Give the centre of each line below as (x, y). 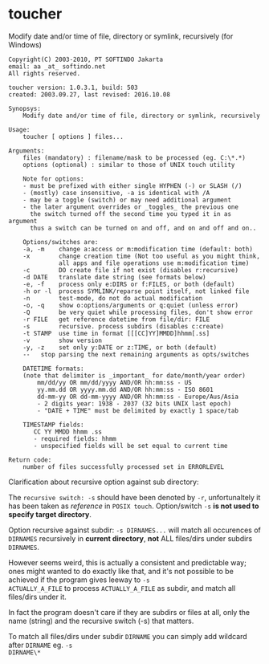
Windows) (25, 44)
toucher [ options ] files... (73, 136)
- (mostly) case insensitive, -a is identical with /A (116, 193)
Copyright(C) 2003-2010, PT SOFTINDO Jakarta (86, 59)
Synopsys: (25, 108)
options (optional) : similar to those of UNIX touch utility (129, 165)
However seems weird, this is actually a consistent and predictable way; (127, 562)
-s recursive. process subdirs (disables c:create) (124, 326)
